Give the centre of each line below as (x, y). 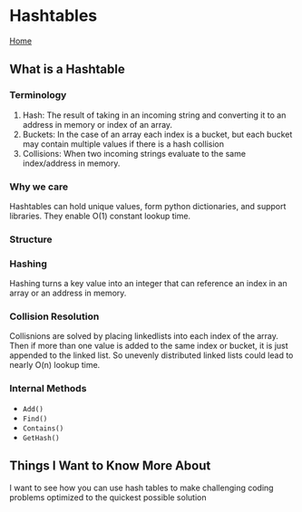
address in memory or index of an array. (97, 124)
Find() (35, 419)
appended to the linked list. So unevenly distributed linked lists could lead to (151, 355)
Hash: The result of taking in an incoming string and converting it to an (154, 115)
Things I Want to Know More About (110, 466)
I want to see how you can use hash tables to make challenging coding (141, 488)
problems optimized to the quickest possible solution (108, 497)
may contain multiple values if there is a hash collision (123, 144)
